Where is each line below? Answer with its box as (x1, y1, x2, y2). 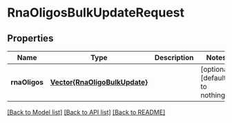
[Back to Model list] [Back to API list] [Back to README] (7, 108, 166, 116)
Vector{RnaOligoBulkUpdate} (50, 77, 148, 87)
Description (154, 53, 194, 62)
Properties (7, 32, 54, 44)
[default (200, 73, 226, 82)
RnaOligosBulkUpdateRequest (7, 5, 185, 21)
